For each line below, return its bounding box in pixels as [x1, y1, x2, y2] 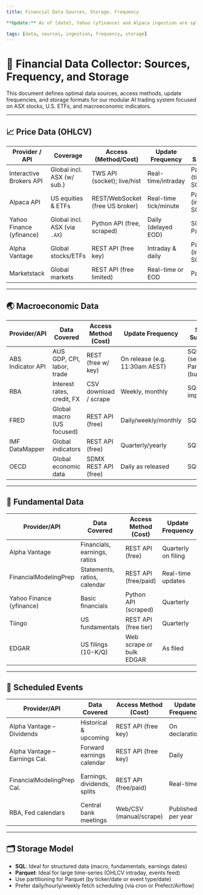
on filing [162, 551, 185, 560]
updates [162, 576, 185, 585]
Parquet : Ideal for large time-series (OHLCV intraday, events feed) [14, 869, 180, 876]
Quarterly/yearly [120, 441, 167, 449]
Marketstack [9, 269, 45, 278]
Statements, [80, 565, 115, 573]
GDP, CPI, [52, 354, 80, 363]
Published [169, 804, 198, 813]
